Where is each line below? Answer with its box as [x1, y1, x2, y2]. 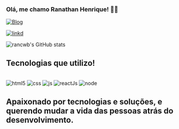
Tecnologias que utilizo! [6, 58, 95, 68]
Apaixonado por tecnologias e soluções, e [6, 96, 163, 107]
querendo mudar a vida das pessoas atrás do [6, 106, 174, 116]
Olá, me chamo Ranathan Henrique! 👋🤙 [6, 5, 119, 13]
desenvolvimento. [6, 115, 74, 125]
